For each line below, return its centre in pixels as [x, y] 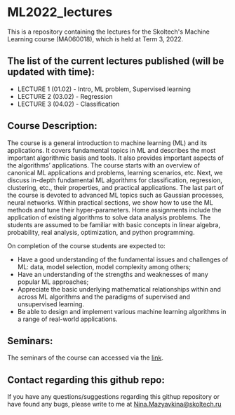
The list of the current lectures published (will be [116, 61]
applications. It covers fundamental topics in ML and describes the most [112, 150]
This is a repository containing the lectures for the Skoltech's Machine [109, 32]
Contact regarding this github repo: [86, 380]
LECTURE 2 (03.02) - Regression [65, 96]
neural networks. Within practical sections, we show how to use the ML [110, 202]
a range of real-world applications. [67, 319]
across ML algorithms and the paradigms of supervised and [104, 297]
